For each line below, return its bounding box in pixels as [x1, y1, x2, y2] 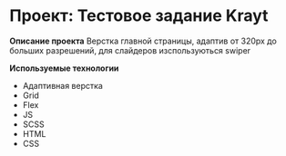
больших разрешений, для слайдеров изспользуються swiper [9, 44, 251, 55]
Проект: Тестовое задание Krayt [9, 5, 269, 26]
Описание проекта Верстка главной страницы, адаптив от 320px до [9, 35, 278, 46]
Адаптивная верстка [22, 80, 103, 91]
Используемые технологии [9, 63, 119, 73]
